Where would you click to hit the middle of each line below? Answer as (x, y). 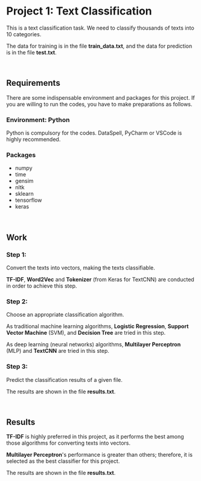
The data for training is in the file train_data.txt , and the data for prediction (99, 46)
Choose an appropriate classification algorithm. (65, 315)
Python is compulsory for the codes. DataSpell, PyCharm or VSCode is (94, 133)
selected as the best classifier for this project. (63, 461)
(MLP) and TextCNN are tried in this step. (58, 351)
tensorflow (28, 200)
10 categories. (24, 34)
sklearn (24, 194)
